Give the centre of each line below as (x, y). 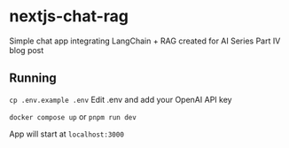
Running (33, 78)
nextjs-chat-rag (69, 16)
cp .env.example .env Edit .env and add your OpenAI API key (121, 99)
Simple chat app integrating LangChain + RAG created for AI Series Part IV (145, 41)
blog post (27, 50)
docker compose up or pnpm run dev (73, 116)
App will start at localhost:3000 (66, 134)
